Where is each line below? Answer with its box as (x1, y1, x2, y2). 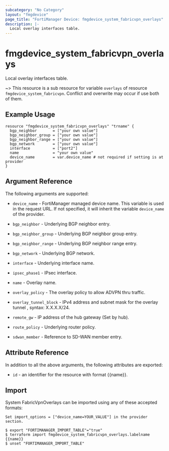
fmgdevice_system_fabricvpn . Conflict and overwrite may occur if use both (5, 90, 159, 96)
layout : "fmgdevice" (5, 12, 49, 17)
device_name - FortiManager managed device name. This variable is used (12, 200, 164, 206)
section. (5, 419, 24, 424)
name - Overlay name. (12, 279, 57, 286)
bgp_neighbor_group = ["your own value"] (10, 132, 98, 138)
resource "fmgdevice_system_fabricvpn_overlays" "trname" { (5, 124, 135, 129)
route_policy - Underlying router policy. (12, 324, 96, 330)
